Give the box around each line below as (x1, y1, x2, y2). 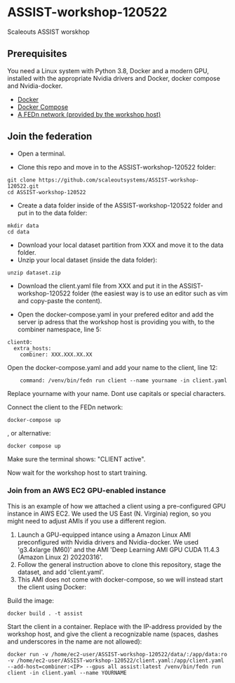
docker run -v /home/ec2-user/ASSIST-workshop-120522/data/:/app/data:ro (7, 651, 228, 658)
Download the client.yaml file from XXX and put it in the (17, 281, 178, 290)
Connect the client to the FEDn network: (7, 402, 123, 411)
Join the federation (7, 131, 93, 143)
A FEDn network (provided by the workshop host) (17, 110, 161, 118)
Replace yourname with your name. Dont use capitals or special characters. (7, 389, 226, 397)
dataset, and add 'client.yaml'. (17, 568, 105, 576)
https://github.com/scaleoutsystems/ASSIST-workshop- (38, 177, 199, 184)
